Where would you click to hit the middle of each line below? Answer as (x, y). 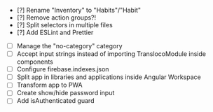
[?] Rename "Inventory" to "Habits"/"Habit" (79, 10)
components (35, 62)
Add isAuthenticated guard (55, 101)
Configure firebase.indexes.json (63, 69)
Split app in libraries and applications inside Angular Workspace (109, 77)
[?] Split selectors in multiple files (64, 25)
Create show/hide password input (66, 93)
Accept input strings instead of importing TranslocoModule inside (111, 54)
